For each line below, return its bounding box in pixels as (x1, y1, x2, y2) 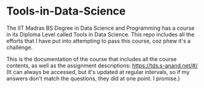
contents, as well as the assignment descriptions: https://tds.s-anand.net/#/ (6, 62, 198, 69)
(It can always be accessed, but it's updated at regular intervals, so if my (6, 68, 190, 75)
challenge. (6, 44, 33, 51)
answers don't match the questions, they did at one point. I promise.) (6, 75, 180, 82)
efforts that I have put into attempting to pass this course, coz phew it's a (6, 37, 191, 44)
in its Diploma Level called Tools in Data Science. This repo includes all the (6, 30, 195, 38)
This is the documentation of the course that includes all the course (6, 55, 177, 63)
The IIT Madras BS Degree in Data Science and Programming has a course (6, 24, 195, 32)
